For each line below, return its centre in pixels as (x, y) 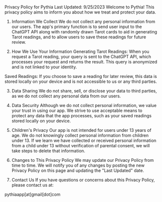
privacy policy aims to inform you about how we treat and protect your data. (80, 12)
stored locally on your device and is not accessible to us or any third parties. (81, 81)
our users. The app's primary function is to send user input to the (77, 27)
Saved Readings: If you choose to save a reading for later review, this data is (81, 76)
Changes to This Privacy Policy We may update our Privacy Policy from (82, 160)
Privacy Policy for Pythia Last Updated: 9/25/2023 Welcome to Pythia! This (80, 7)
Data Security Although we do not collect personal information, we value (84, 105)
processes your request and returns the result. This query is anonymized (84, 62)
